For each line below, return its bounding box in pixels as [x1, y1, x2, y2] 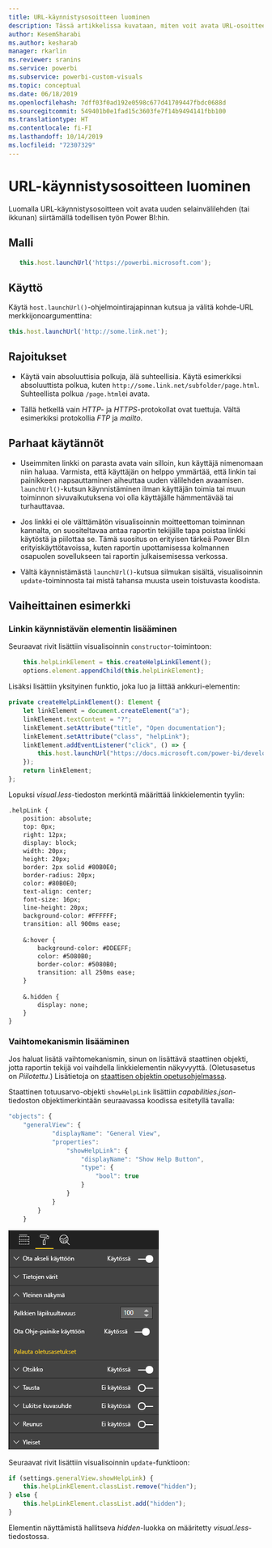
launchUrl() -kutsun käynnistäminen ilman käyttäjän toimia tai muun [19, 484, 246, 493]
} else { [8, 1491, 38, 1499]
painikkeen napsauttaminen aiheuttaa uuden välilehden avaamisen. [19, 475, 244, 485]
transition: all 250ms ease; [37, 968, 136, 976]
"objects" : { [8, 1112, 53, 1121]
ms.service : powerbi [8, 65, 79, 73]
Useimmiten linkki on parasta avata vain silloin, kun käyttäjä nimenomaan [19, 458, 264, 467]
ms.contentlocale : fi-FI [8, 124, 92, 133]
